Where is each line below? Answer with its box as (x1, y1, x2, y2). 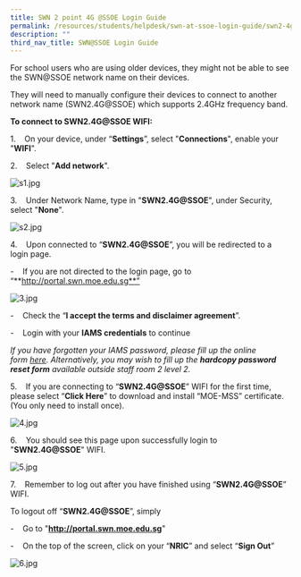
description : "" (10, 30, 71, 38)
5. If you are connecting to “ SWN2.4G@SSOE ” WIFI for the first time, (10, 381, 272, 392)
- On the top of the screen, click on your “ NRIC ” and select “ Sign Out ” (10, 540, 275, 551)
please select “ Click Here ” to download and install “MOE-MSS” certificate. (10, 391, 284, 402)
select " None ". (10, 205, 64, 216)
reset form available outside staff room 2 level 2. (10, 364, 191, 375)
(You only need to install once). (10, 400, 125, 412)
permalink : (10, 21, 51, 30)
